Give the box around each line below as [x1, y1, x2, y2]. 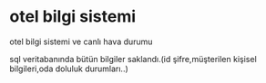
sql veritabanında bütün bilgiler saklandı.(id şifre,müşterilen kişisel [9, 53, 257, 64]
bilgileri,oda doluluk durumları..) [9, 63, 129, 74]
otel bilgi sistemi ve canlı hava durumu [9, 36, 153, 47]
